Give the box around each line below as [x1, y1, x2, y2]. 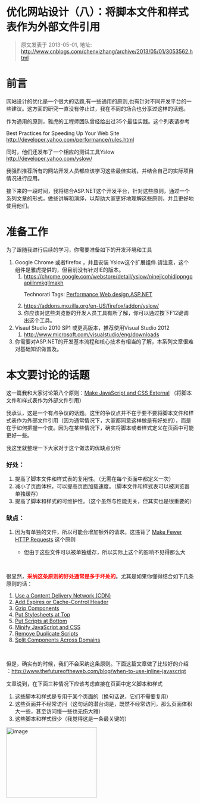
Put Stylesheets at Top [14, 611, 70, 618]
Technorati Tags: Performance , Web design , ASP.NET [23, 290, 153, 298]
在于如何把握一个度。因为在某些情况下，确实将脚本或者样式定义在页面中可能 [6, 424, 194, 431]
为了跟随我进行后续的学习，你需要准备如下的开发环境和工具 [6, 246, 152, 253]
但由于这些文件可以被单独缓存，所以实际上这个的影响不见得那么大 [23, 549, 186, 556]
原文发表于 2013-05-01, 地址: [20, 41, 92, 48]
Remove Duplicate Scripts [14, 630, 79, 637]
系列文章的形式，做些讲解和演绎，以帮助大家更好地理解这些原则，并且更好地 [6, 195, 194, 202]
